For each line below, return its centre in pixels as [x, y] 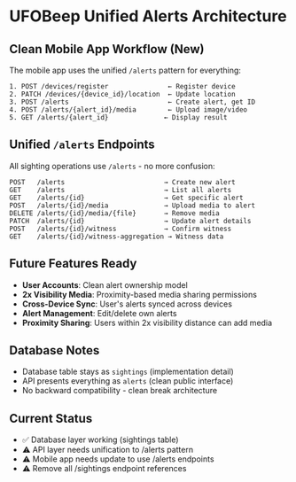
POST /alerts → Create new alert [123, 182]
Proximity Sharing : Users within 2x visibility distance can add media [147, 323]
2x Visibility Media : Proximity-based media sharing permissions [139, 294]
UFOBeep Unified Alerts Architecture [148, 16]
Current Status [51, 418]
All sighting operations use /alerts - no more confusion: [112, 166]
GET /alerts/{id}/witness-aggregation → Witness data [117, 237]
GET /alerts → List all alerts [121, 190]
